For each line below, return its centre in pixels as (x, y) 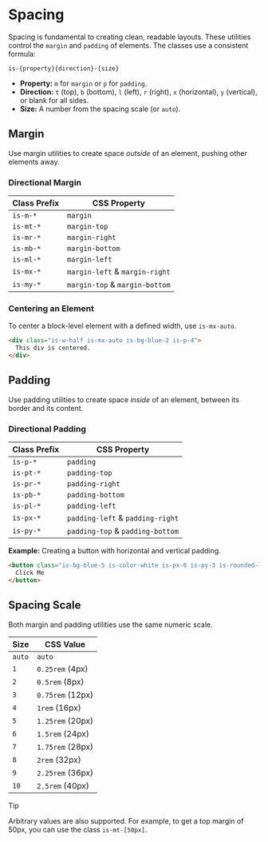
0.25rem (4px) (63, 668)
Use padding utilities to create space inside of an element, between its (124, 399)
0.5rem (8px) (61, 681)
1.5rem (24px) (63, 733)
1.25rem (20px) (65, 720)
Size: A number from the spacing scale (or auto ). (100, 109)
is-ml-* (27, 260)
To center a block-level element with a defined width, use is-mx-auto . (122, 326)
